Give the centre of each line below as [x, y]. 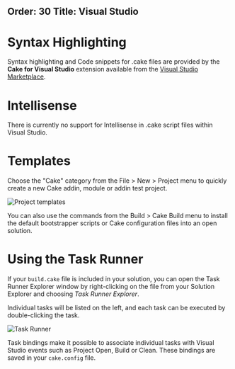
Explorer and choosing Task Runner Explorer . [73, 294]
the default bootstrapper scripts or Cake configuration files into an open [112, 223]
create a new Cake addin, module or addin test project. [87, 188]
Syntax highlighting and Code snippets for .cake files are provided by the [114, 62]
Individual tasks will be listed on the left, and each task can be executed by [116, 308]
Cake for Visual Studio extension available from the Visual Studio [103, 69]
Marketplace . [27, 76]
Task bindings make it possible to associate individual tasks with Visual [111, 343]
